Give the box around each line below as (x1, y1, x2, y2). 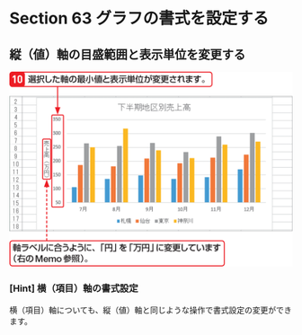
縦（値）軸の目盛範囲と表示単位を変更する (9, 47, 245, 62)
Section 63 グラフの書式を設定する (9, 8, 270, 29)
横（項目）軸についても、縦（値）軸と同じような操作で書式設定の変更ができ (9, 304, 292, 315)
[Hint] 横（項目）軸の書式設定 (9, 282, 138, 295)
